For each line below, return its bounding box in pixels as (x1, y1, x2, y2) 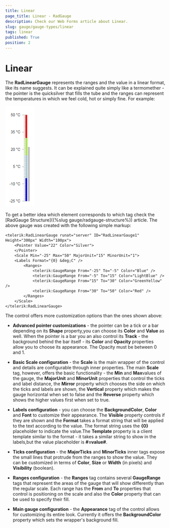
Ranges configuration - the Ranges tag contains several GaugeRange (12, 474, 161, 481)
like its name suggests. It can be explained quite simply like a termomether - (5, 85, 164, 91)
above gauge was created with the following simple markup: (5, 222, 131, 228)
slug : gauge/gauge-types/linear (5, 24, 74, 29)
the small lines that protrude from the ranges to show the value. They (12, 454, 157, 460)
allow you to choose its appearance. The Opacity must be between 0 (12, 344, 157, 350)
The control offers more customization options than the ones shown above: (5, 312, 162, 319)
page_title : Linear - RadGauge (5, 13, 72, 19)
